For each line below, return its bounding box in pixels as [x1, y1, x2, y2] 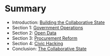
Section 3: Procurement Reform [12, 35, 78, 41]
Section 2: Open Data [12, 30, 57, 36]
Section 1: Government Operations [12, 24, 83, 30]
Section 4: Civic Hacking [12, 40, 63, 46]
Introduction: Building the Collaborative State [12, 19, 105, 25]
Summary [5, 3, 46, 14]
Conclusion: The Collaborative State [12, 46, 87, 52]
